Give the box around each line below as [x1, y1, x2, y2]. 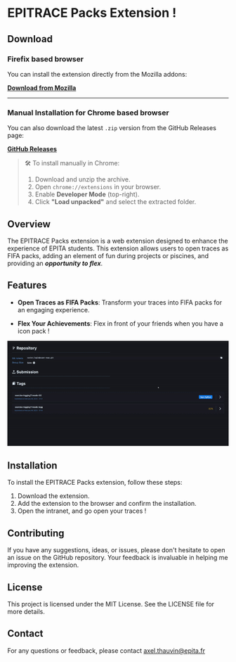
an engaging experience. [17, 305, 90, 314]
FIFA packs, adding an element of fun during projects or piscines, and [7, 251, 209, 260]
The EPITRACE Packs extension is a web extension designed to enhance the [7, 236, 228, 245]
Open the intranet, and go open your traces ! [17, 507, 147, 515]
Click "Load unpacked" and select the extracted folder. [34, 198, 197, 206]
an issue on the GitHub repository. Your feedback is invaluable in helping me [7, 554, 228, 562]
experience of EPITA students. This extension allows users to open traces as [7, 244, 229, 253]
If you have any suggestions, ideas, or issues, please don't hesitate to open [7, 546, 225, 554]
